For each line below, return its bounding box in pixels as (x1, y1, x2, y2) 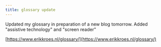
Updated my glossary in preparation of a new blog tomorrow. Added (5, 21, 148, 27)
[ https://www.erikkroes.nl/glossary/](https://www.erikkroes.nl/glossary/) (5, 36, 156, 42)
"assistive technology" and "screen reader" (5, 26, 96, 32)
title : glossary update (5, 7, 56, 12)
